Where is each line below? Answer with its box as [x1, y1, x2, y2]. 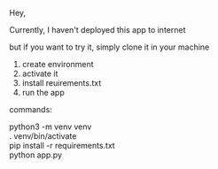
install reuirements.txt [21, 78, 102, 88]
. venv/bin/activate [9, 131, 77, 141]
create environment [21, 59, 95, 69]
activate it [21, 68, 58, 79]
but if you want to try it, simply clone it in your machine [9, 42, 210, 52]
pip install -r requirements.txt [9, 141, 115, 150]
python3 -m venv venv [9, 121, 92, 132]
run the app [21, 88, 65, 97]
